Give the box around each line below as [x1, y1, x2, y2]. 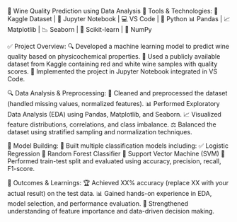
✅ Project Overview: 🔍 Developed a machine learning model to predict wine [7, 42, 230, 50]
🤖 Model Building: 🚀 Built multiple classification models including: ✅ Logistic [7, 141, 229, 150]
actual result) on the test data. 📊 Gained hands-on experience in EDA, [7, 189, 212, 197]
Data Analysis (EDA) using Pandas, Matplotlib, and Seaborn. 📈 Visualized [7, 110, 221, 118]
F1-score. [7, 165, 35, 173]
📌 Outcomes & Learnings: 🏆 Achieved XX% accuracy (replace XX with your [7, 179, 229, 187]
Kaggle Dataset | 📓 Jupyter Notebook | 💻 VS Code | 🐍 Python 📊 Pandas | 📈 [7, 15, 231, 23]
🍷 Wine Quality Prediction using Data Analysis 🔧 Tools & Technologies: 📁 [7, 7, 219, 15]
